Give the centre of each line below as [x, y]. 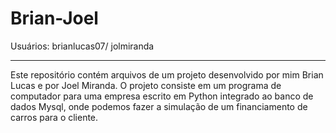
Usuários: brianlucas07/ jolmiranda [82, 46]
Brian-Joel [54, 18]
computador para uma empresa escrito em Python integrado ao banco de [162, 96]
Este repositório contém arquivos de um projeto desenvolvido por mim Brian [167, 74]
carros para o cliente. [54, 117]
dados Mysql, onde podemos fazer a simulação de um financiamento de [159, 106]
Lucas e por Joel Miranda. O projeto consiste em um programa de [146, 85]
